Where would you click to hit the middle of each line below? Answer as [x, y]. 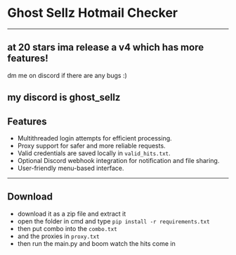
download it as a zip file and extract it [72, 214]
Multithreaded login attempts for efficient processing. [94, 138]
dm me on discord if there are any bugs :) [67, 75]
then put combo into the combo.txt [67, 228]
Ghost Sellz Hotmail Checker [92, 13]
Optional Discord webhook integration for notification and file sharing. [118, 160]
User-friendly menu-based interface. [71, 168]
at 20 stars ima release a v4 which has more [106, 47]
